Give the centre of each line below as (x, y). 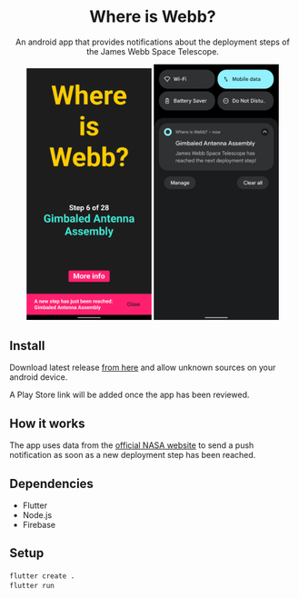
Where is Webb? (153, 17)
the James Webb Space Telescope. (153, 51)
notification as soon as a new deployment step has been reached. (133, 455)
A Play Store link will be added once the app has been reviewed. (130, 395)
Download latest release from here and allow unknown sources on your (143, 368)
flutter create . (42, 576)
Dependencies (51, 483)
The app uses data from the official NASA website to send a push (132, 445)
